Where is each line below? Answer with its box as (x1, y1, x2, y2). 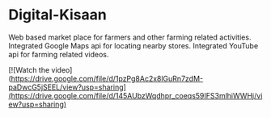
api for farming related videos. (8, 49, 109, 59)
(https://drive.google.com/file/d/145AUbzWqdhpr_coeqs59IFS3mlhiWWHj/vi (8, 90, 263, 100)
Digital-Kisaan (8, 6, 107, 24)
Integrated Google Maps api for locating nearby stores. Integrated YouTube (8, 40, 259, 50)
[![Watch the (8, 65, 50, 74)
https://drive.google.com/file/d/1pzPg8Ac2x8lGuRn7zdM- (11, 73, 204, 83)
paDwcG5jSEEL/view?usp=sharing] (8, 82, 127, 92)
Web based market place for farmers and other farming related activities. (8, 32, 252, 42)
